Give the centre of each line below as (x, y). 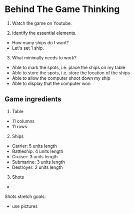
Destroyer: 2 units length (37, 167)
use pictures (25, 206)
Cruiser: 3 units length (35, 156)
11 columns (23, 121)
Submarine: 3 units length (38, 162)
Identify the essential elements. (44, 33)
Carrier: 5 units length (34, 146)
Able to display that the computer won (51, 83)
